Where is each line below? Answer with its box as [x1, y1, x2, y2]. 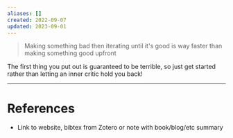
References [7, 101, 75, 116]
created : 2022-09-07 [7, 17, 67, 23]
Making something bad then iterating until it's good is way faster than [24, 42, 223, 50]
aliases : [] [7, 10, 42, 17]
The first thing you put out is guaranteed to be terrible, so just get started [7, 63, 216, 71]
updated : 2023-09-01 [7, 23, 67, 30]
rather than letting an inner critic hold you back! [7, 70, 144, 78]
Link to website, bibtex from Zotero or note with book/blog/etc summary [17, 124, 223, 132]
